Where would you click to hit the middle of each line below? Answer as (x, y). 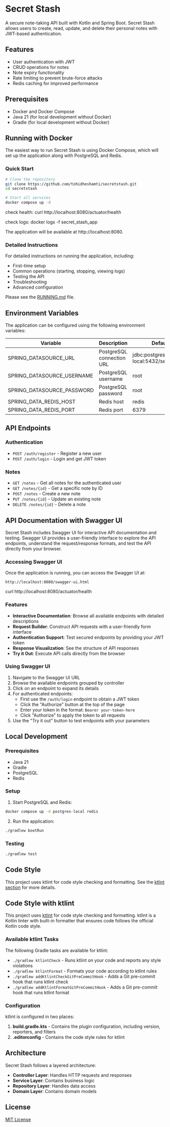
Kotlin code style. (23, 926)
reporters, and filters (34, 1032)
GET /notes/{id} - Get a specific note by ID (57, 488)
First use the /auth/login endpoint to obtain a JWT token (80, 699)
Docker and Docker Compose (44, 111)
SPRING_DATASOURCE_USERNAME (51, 376)
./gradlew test (21, 854)
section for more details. (31, 887)
